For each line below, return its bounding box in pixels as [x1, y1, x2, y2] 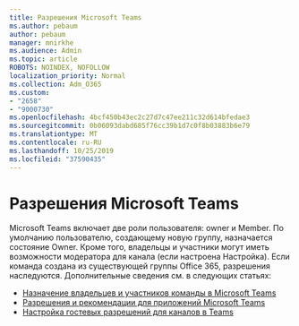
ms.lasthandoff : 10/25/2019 [9, 146, 115, 155]
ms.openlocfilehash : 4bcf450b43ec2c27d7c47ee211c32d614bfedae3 [9, 113, 251, 122]
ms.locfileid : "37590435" [9, 154, 106, 164]
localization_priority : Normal [9, 72, 126, 81]
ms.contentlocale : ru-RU [9, 138, 102, 147]
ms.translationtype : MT [9, 130, 98, 139]
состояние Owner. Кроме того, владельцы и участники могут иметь [9, 242, 270, 253]
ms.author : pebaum [9, 21, 78, 30]
